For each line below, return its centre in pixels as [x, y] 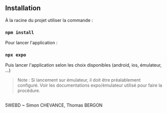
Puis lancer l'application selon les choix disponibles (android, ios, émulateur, [83, 65]
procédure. [29, 91]
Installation [23, 8]
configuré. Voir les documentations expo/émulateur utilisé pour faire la [90, 85]
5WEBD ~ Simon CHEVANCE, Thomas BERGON [54, 105]
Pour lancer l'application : [31, 43]
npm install [20, 32]
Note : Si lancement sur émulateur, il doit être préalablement [79, 80]
